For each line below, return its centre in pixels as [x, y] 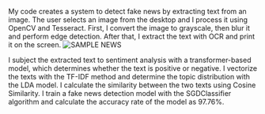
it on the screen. [35, 45]
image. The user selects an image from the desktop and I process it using [128, 20]
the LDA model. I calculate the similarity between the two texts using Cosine [132, 85]
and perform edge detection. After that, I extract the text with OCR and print [132, 36]
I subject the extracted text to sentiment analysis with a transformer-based [130, 60]
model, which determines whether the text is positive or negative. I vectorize [133, 68]
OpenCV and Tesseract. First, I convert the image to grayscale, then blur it [129, 28]
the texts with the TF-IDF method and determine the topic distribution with [129, 77]
